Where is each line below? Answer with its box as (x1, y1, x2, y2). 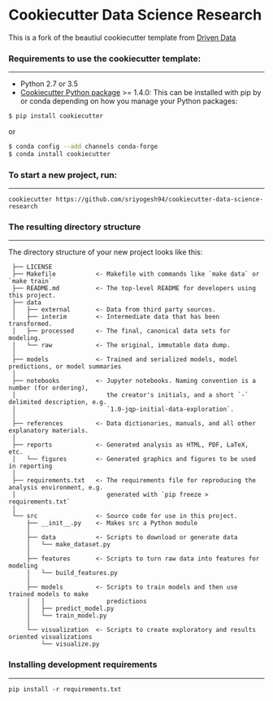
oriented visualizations (8, 633, 93, 642)
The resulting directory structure (8, 221, 141, 233)
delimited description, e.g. (8, 398, 107, 407)
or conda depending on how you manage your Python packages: (19, 96, 238, 107)
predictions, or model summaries (8, 363, 122, 371)
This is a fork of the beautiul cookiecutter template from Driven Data (8, 33, 236, 42)
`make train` (8, 277, 53, 285)
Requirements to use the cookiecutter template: (8, 53, 201, 64)
